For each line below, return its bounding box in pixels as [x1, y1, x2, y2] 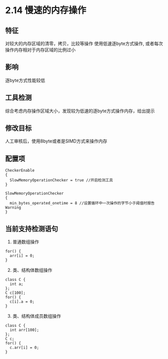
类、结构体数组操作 [12, 267, 53, 273]
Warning [5, 205, 22, 210]
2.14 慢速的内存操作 [5, 5, 87, 16]
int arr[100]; [10, 328, 39, 333]
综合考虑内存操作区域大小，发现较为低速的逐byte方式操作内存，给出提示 [5, 108, 155, 114]
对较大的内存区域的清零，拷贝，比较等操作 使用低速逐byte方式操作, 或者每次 [5, 41, 163, 46]
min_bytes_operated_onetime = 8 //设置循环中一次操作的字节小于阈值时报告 [10, 201, 155, 206]
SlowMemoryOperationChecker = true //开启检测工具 [10, 178, 113, 183]
